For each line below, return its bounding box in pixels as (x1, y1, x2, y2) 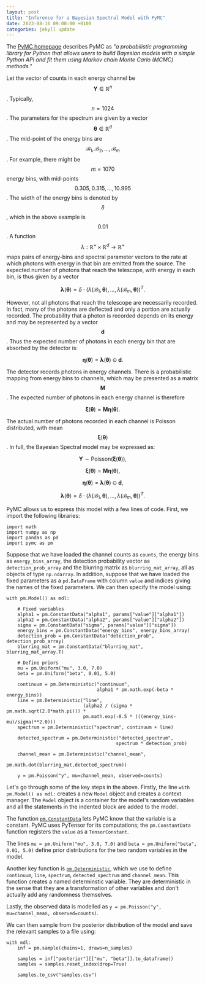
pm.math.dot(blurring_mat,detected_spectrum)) (6, 762, 127, 768)
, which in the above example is (6, 213, 86, 221)
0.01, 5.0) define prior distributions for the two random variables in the (6, 846, 188, 854)
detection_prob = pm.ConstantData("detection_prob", (17, 633, 155, 639)
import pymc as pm (6, 540, 53, 546)
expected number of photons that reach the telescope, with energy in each (6, 267, 196, 274)
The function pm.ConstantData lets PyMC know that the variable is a (6, 814, 176, 822)
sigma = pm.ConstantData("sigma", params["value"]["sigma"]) (17, 622, 176, 628)
